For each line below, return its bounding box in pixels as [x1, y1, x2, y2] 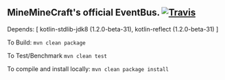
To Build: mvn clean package [7, 38, 86, 46]
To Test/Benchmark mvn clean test [7, 51, 108, 59]
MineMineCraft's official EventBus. [7, 7, 160, 18]
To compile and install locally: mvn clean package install [7, 64, 169, 72]
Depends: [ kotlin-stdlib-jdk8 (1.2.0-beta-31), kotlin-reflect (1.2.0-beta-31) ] [7, 25, 219, 33]
